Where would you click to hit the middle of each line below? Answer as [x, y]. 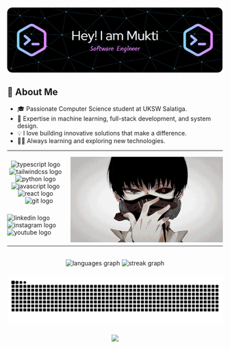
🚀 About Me [33, 92]
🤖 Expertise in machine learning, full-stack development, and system [114, 119]
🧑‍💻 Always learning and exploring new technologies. [91, 141]
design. [28, 126]
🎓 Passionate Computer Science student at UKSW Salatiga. [102, 109]
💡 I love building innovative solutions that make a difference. [102, 133]
